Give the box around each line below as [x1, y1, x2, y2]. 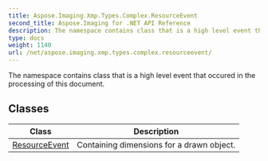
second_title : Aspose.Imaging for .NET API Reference [8, 19, 191, 27]
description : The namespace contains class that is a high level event [8, 26, 251, 34]
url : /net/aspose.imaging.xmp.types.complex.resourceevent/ [8, 49, 213, 57]
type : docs [8, 33, 45, 42]
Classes [8, 102, 49, 116]
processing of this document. [8, 79, 105, 88]
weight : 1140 [8, 41, 52, 49]
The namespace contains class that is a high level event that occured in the [8, 71, 256, 80]
